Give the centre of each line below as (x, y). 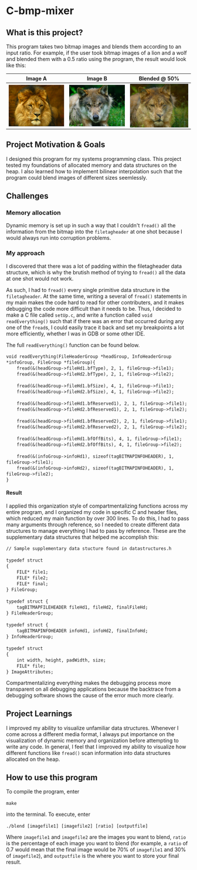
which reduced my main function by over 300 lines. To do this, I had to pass (98, 518)
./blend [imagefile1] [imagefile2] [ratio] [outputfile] (77, 827)
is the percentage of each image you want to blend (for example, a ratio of (97, 844)
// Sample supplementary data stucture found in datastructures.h (89, 548)
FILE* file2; (33, 578)
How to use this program (52, 777)
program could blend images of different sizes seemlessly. (77, 177)
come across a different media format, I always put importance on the (90, 734)
